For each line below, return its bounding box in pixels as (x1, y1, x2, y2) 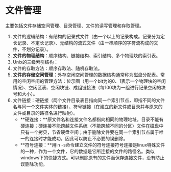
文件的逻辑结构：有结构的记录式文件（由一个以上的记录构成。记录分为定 (12, 33, 165, 39)
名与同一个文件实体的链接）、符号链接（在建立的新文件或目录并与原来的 (12, 103, 163, 110)
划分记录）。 (26, 46, 51, 52)
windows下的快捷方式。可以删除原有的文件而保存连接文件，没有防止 (20, 154, 165, 161)
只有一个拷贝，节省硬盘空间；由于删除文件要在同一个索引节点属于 (20, 129, 159, 135)
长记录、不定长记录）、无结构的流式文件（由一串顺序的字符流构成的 (12, 39, 154, 46)
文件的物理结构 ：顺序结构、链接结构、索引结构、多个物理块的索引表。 (12, 52, 161, 59)
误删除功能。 (20, 161, 47, 167)
